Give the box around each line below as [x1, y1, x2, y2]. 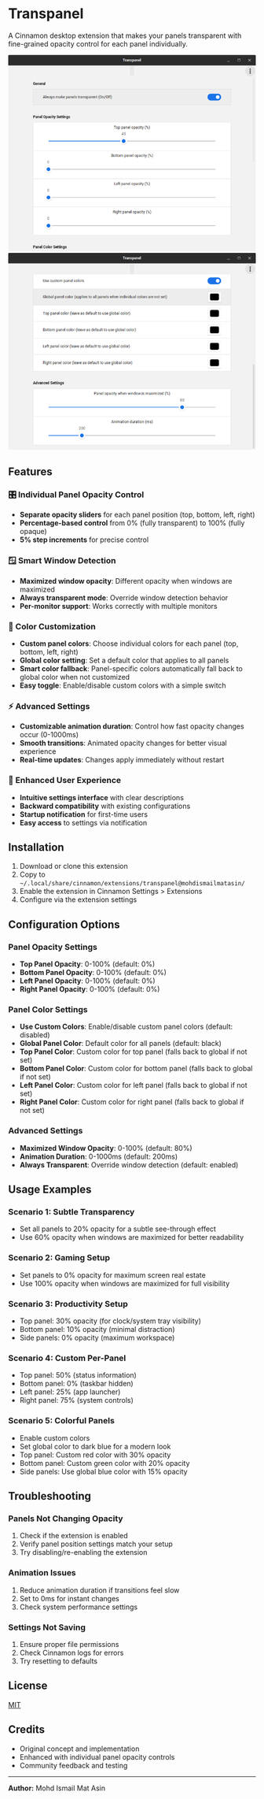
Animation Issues [8, 1567, 76, 1578]
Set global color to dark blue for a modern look [19, 1441, 171, 1451]
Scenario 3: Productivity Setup [8, 1298, 128, 1309]
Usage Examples [8, 1183, 92, 1196]
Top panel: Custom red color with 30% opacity [19, 1450, 171, 1460]
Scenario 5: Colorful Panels [8, 1415, 115, 1426]
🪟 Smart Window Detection [8, 555, 116, 566]
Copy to [19, 870, 46, 879]
